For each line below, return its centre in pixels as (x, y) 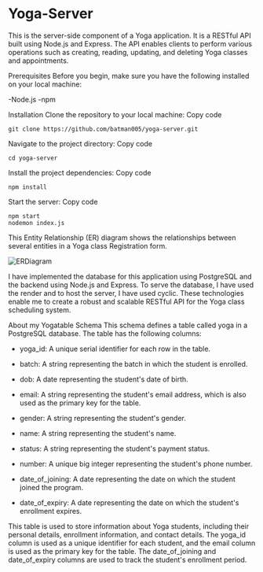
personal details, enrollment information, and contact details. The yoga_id (127, 534)
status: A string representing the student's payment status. (115, 448)
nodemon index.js (37, 223)
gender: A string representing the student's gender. (103, 418)
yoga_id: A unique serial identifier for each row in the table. (115, 349)
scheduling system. (40, 310)
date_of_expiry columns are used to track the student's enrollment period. (128, 559)
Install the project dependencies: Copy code (80, 172)
